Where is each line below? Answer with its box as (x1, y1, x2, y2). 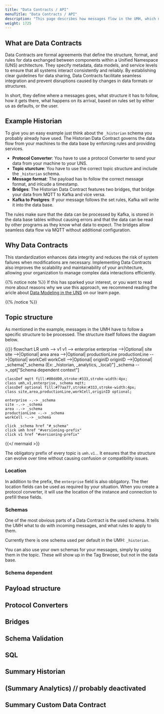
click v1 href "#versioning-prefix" (5, 432, 80, 437)
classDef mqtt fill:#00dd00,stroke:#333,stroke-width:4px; (5, 376, 128, 381)
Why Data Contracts (5, 241, 68, 249)
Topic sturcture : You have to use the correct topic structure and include (12, 165, 158, 171)
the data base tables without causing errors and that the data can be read (5, 216, 153, 223)
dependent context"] (37, 367, 80, 373)
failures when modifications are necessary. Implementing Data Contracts (5, 259, 152, 265)
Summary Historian (5, 668, 65, 676)
